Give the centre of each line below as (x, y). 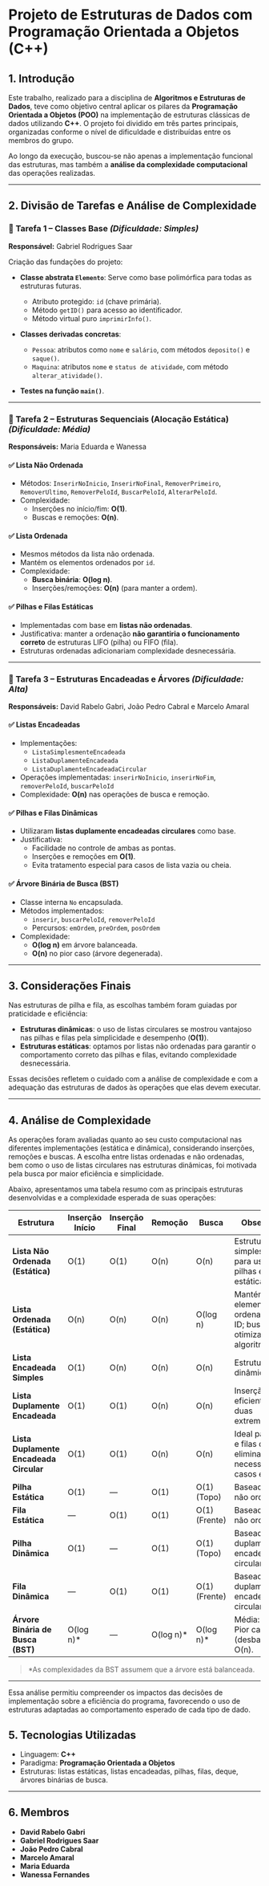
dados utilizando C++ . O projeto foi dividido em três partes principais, (123, 123)
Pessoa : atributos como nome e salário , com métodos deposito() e (141, 349)
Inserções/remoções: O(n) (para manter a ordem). (114, 589)
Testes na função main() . (62, 390)
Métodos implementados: (62, 910)
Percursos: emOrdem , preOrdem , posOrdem (96, 927)
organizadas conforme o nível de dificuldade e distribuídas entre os (120, 132)
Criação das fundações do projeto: (66, 262)
